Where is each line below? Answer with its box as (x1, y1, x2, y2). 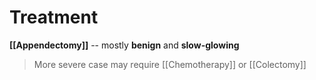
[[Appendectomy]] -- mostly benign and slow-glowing (9, 39, 240, 51)
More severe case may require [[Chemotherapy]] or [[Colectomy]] (33, 58, 307, 70)
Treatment (9, 6, 99, 29)
